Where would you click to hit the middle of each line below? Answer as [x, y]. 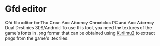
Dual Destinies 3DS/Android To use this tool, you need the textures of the [79, 27]
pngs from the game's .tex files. [37, 38]
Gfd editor [26, 9]
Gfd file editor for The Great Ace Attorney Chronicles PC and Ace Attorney [80, 23]
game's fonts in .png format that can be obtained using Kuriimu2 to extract [80, 33]
